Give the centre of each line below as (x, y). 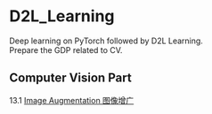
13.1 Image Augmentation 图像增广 (72, 100)
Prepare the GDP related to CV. (66, 49)
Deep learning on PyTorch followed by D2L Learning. (106, 41)
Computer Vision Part (70, 78)
